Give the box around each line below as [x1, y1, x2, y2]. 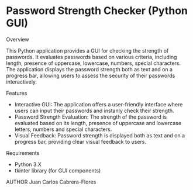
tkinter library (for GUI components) [14, 167, 101, 174]
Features [6, 89, 27, 96]
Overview [6, 36, 29, 43]
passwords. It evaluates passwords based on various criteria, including [6, 53, 177, 60]
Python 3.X [14, 161, 42, 168]
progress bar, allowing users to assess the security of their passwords [6, 72, 175, 79]
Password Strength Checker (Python [6, 4, 188, 18]
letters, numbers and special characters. [14, 126, 112, 133]
